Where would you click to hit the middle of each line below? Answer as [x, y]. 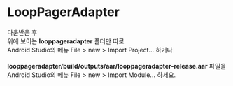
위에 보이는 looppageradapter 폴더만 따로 [66, 41]
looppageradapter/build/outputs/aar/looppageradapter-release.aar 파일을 [117, 66]
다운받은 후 [22, 32]
